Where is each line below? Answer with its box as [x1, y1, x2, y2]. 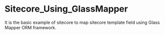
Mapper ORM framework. [4, 24, 56, 30]
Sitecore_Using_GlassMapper [4, 3, 128, 15]
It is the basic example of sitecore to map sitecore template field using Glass [4, 19, 160, 25]
